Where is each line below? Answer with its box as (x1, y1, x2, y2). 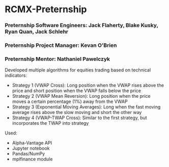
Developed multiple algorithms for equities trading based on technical (5, 67, 151, 73)
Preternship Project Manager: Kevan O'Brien (5, 42, 118, 49)
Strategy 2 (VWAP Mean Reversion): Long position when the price (12, 93, 151, 99)
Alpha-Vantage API (12, 140, 52, 146)
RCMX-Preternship (5, 4, 87, 15)
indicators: (5, 72, 27, 78)
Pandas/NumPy (12, 151, 45, 157)
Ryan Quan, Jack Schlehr (5, 28, 68, 35)
